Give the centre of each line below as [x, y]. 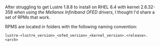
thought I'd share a [136, 12]
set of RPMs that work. [28, 17]
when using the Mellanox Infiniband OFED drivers [63, 12]
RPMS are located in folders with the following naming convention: [71, 27]
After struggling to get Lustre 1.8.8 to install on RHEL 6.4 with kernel [72, 7]
